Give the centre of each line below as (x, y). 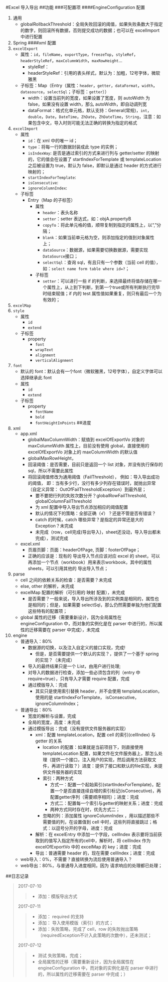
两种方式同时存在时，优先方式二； (85, 809)
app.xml (28, 433)
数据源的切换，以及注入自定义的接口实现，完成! (77, 647)
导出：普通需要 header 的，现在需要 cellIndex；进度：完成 (95, 853)
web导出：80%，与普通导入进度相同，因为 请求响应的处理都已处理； (91, 865)
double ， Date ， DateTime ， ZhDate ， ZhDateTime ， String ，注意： (92, 117)
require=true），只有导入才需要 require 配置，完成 (79, 679)
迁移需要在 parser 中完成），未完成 (65, 630)
